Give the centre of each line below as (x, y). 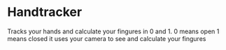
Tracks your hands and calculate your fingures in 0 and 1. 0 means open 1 (113, 31)
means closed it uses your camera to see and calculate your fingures (107, 38)
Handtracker (45, 12)
